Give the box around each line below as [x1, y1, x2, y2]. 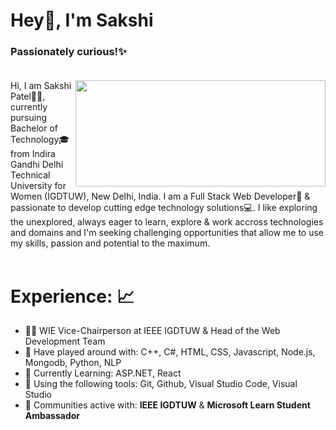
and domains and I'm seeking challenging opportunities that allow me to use [10, 227, 325, 239]
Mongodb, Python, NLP [24, 357, 122, 369]
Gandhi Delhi [10, 159, 64, 171]
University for [10, 180, 67, 192]
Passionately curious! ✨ [10, 45, 127, 59]
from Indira [10, 148, 56, 160]
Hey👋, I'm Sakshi [10, 9, 154, 32]
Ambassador [24, 410, 81, 422]
